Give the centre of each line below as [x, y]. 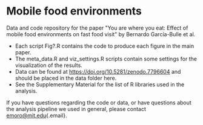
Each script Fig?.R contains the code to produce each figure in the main [105, 46]
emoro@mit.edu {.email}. [37, 115]
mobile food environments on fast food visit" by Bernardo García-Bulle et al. [101, 34]
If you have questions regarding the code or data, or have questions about [99, 102]
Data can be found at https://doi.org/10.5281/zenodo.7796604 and [98, 71]
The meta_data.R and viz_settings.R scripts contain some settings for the [106, 59]
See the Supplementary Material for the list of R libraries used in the [100, 84]
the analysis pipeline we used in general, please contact [76, 109]
